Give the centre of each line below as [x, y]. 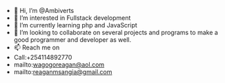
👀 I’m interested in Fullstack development [72, 18]
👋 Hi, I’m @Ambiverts [44, 11]
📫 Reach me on [37, 47]
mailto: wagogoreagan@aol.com [59, 64]
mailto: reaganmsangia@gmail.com [63, 72]
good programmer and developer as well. [72, 40]
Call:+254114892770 [43, 57]
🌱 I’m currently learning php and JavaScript [76, 25]
